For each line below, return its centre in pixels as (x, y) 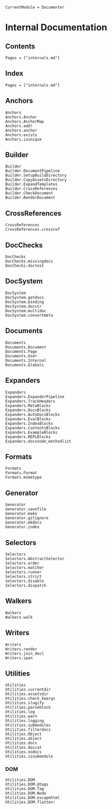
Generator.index (22, 527)
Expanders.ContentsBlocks (32, 428)
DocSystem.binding (25, 302)
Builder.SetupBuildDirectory (36, 176)
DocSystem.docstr (24, 306)
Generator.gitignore (27, 518)
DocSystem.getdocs (25, 297)
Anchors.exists (21, 135)
